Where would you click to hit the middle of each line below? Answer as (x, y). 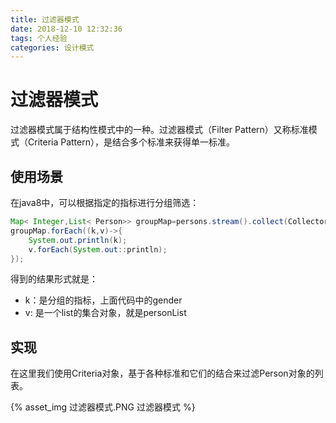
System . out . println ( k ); (78, 240)
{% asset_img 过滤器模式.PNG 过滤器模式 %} (103, 407)
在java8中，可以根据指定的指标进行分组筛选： (105, 202)
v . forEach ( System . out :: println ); (98, 249)
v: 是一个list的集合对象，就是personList (105, 313)
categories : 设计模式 (52, 47)
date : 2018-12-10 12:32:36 (66, 29)
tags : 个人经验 (39, 38)
